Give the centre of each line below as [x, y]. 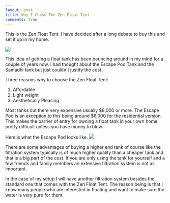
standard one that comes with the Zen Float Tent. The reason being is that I [84, 184]
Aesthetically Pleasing [36, 101]
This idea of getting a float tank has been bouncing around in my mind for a [84, 59]
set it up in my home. [27, 39]
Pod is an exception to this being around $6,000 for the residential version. [83, 116]
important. [16, 169]
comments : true [21, 19]
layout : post [19, 10]
